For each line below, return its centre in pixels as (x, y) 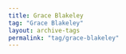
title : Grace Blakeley (46, 15)
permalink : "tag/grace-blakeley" (64, 38)
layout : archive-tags (44, 30)
